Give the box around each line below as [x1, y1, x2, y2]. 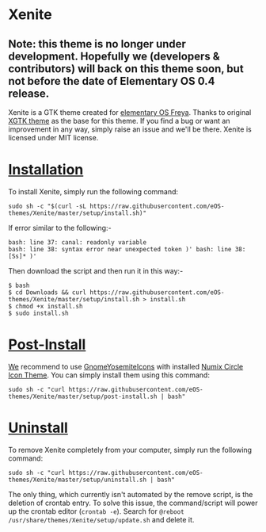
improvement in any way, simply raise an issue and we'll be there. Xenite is [8, 124, 252, 134]
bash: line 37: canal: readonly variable [8, 238, 147, 247]
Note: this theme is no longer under [8, 37, 186, 51]
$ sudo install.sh [8, 309, 69, 317]
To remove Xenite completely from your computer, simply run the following [8, 445, 252, 454]
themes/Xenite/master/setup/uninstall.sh [8, 476, 147, 484]
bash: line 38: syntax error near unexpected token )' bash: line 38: [8, 245, 246, 253]
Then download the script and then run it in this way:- [8, 266, 184, 275]
